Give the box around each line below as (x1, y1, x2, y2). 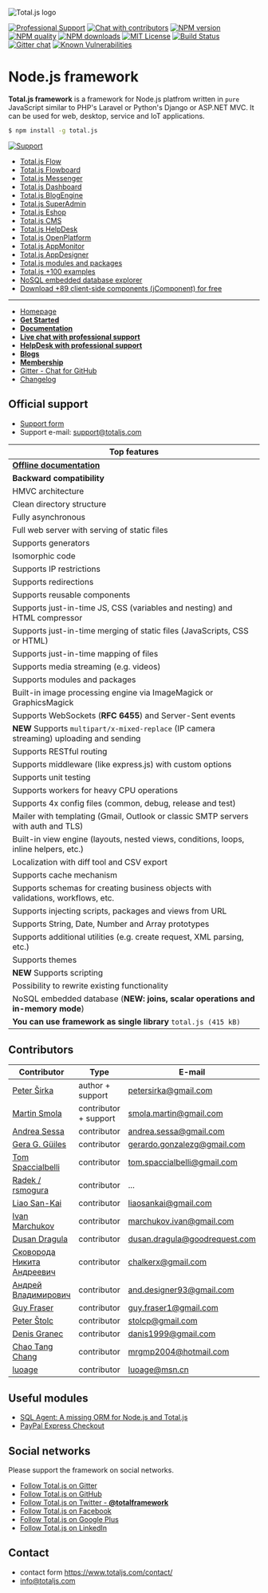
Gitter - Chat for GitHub (19, 365, 97, 375)
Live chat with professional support (19, 332, 141, 341)
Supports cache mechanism (12, 869, 118, 881)
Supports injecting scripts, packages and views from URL (12, 905, 227, 917)
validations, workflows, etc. (12, 892, 115, 903)
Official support (8, 397, 89, 411)
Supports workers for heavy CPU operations (12, 784, 178, 795)
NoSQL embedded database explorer (19, 275, 143, 285)
